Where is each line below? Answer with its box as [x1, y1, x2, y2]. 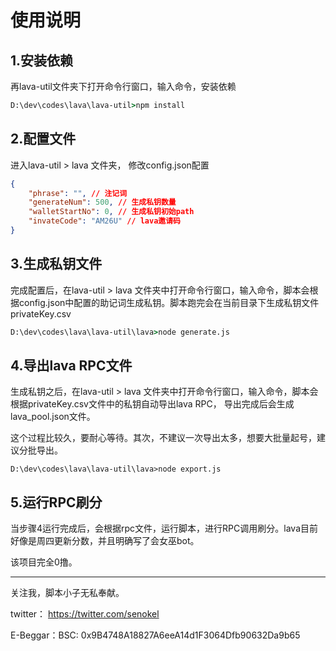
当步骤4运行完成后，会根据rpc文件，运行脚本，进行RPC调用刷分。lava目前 [10, 522, 318, 535]
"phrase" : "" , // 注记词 [28, 188, 128, 198]
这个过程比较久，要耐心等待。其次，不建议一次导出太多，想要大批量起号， [10, 432, 317, 444]
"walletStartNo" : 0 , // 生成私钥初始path [28, 207, 195, 217]
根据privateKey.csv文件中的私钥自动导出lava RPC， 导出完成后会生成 [10, 398, 295, 410]
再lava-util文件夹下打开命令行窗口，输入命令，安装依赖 [10, 81, 237, 92]
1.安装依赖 [10, 52, 74, 69]
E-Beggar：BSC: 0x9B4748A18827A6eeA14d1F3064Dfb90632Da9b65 [10, 629, 301, 641]
